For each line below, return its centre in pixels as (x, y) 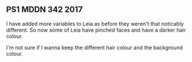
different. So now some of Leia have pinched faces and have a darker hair (96, 30)
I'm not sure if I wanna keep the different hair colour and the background (95, 47)
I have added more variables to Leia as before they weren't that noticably (95, 23)
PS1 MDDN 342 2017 (44, 10)
